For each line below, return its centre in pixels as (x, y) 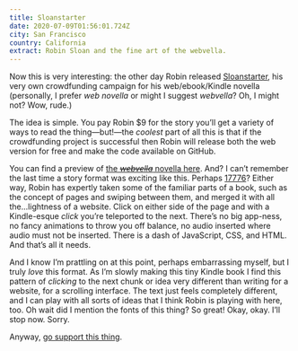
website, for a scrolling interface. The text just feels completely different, (144, 291)
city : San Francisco (48, 34)
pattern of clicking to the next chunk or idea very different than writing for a (149, 281)
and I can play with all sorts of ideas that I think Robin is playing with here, (146, 301)
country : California (48, 43)
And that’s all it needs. (50, 245)
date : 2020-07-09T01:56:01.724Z (70, 26)
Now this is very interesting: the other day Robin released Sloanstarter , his (146, 76)
